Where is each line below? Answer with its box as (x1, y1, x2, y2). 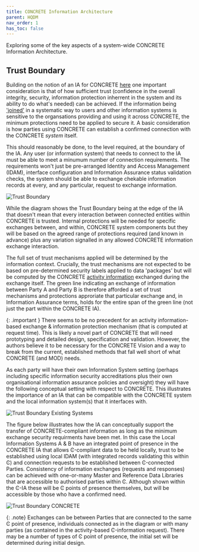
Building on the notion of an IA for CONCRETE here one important (6, 81, 167, 88)
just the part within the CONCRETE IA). (6, 305, 101, 312)
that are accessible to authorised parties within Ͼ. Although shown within (6, 478, 185, 485)
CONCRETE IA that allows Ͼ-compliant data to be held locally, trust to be (6, 446, 184, 454)
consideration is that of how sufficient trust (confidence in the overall (6, 88, 175, 95)
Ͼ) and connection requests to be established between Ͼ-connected (6, 459, 175, 466)
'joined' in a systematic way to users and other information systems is (6, 107, 177, 114)
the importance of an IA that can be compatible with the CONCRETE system (6, 391, 192, 399)
